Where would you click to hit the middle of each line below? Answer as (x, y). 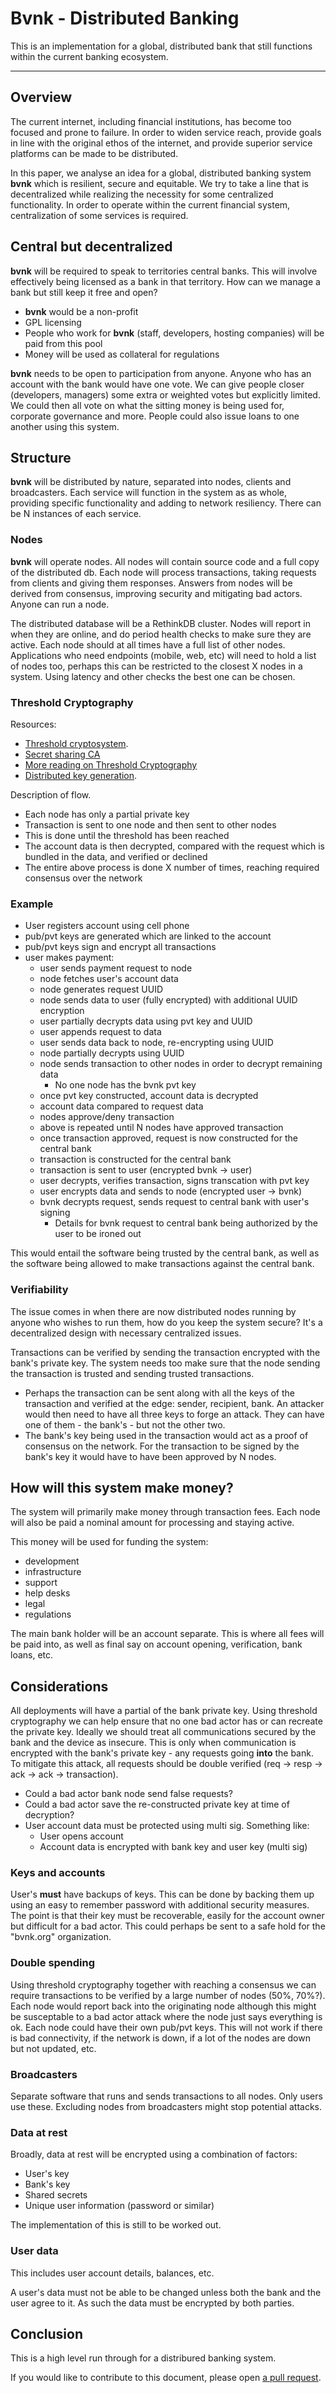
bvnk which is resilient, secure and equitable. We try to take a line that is (159, 183)
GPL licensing (53, 322)
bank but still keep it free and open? (84, 292)
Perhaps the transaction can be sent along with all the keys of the (159, 1393)
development (52, 1561)
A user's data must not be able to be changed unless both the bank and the (166, 2292)
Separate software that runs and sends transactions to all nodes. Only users (166, 2096)
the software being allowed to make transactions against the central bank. (162, 1264)
